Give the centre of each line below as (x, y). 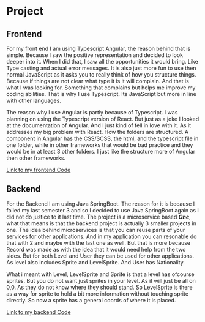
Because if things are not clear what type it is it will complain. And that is (98, 81)
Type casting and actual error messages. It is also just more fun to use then (101, 68)
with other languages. (34, 100)
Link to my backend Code (39, 312)
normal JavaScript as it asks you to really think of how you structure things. (101, 74)
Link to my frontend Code (39, 170)
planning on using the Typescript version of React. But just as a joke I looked (103, 119)
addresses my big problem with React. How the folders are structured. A (97, 132)
